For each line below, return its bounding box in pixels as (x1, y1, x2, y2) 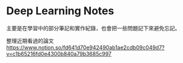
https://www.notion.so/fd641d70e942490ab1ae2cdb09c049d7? (6, 43, 165, 51)
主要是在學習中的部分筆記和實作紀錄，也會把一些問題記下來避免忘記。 (6, 24, 181, 31)
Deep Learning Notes (6, 4, 114, 18)
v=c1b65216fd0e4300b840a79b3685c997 (6, 50, 112, 57)
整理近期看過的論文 (6, 37, 54, 44)
